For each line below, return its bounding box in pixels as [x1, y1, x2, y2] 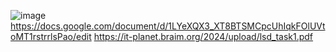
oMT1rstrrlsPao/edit [10, 31, 92, 42]
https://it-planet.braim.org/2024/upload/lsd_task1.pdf [93, 31, 314, 42]
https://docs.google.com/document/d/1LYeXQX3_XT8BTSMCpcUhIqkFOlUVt [10, 20, 326, 32]
